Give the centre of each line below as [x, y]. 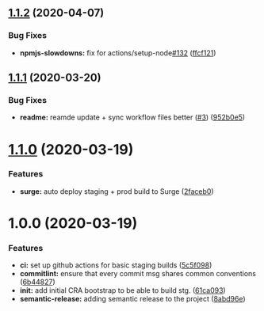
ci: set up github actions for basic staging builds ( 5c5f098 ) [116, 265]
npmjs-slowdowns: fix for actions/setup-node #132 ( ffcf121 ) [118, 53]
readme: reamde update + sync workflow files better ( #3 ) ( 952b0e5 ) [132, 117]
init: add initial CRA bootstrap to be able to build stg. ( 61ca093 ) [122, 290]
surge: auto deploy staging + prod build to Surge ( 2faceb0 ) [117, 191]
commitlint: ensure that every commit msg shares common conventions [138, 274]
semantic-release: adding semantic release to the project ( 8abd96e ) [132, 299]
